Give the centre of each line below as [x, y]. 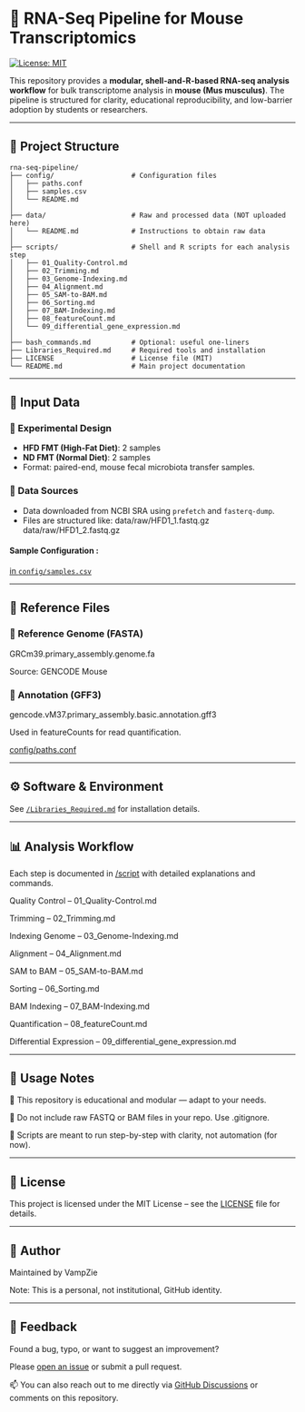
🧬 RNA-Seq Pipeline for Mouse [126, 19]
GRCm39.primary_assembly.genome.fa [83, 654]
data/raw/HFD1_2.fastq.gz [71, 529]
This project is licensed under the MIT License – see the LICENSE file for [145, 1204]
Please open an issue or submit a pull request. [96, 1367]
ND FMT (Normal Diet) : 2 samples [87, 458]
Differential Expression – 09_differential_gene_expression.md [123, 1041]
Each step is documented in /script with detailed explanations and [133, 873]
